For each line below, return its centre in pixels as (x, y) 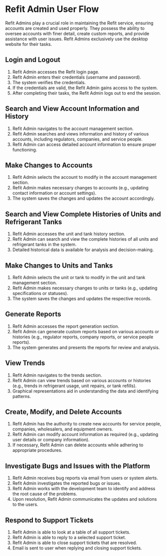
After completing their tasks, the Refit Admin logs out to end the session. (87, 93)
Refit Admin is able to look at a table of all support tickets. (71, 532)
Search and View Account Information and (72, 109)
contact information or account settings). (54, 193)
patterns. (22, 396)
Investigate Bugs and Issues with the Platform (78, 466)
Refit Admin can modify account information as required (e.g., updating (85, 434)
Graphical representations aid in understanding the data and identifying (85, 391)
